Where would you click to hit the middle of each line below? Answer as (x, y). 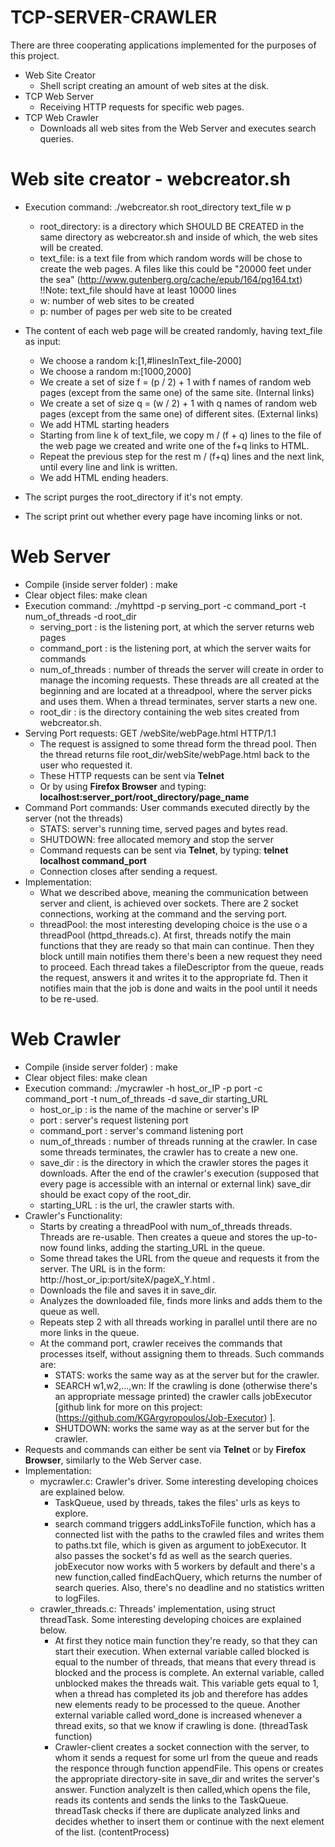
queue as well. (69, 1311)
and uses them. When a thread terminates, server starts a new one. (178, 701)
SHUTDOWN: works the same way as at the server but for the (182, 1428)
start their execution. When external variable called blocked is (182, 1651)
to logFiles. (77, 1598)
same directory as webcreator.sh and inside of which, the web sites (178, 237)
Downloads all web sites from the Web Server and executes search (178, 128)
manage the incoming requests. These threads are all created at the (179, 680)
